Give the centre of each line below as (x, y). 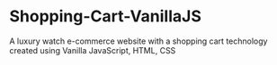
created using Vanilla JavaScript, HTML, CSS (93, 50)
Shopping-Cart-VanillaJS (106, 16)
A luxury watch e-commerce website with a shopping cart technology (138, 41)
